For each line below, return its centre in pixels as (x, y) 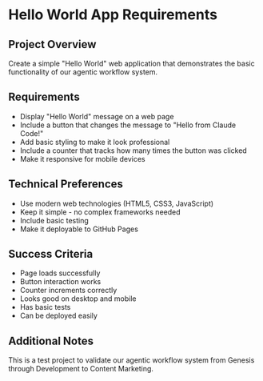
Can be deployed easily (59, 316)
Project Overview (52, 44)
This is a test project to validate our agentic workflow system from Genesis (131, 360)
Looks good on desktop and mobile (78, 299)
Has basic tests (45, 307)
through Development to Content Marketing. (81, 369)
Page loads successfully (60, 273)
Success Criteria (51, 254)
